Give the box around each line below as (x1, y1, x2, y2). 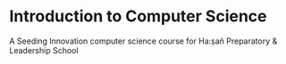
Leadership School (9, 44, 79, 55)
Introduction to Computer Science (9, 6, 267, 27)
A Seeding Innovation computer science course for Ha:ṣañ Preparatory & (9, 36, 278, 46)
